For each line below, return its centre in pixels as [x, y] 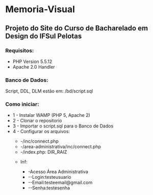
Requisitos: [20, 50]
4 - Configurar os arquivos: [41, 132]
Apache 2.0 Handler [34, 67]
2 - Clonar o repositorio [37, 121]
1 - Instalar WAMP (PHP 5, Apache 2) [51, 115]
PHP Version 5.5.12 [32, 61]
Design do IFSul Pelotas [44, 36]
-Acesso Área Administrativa [58, 172]
